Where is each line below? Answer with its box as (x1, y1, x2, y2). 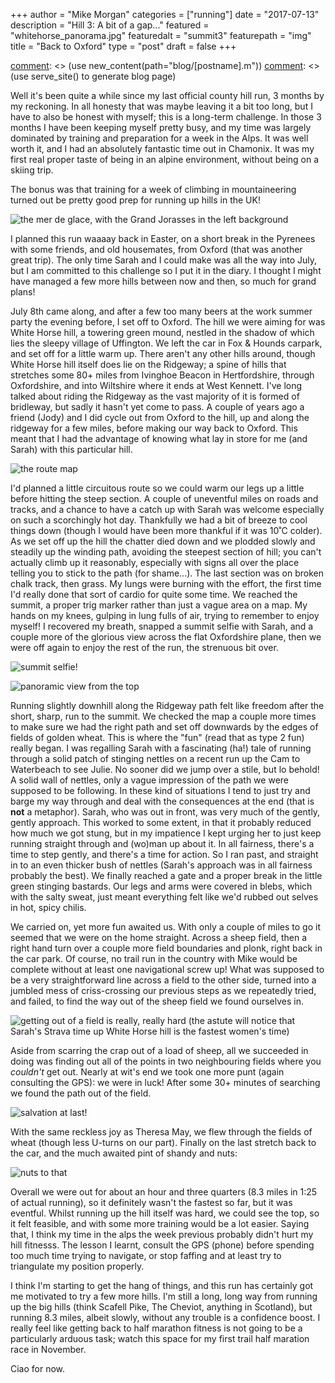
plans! (10, 286, 36, 298)
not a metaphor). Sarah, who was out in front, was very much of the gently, (10, 806, 321, 818)
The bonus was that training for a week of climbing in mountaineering (10, 184, 297, 195)
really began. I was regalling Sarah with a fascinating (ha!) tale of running (10, 742, 312, 754)
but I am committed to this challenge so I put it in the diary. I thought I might (10, 265, 322, 276)
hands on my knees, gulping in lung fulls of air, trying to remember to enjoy (10, 610, 320, 621)
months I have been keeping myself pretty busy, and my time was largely (10, 122, 312, 133)
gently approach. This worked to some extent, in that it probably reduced (10, 817, 312, 828)
